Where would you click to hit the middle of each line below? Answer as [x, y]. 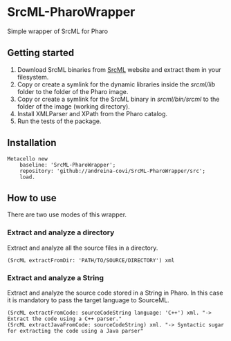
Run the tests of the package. [59, 121]
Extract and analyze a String [56, 277]
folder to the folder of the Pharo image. [73, 91]
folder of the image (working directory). [73, 106]
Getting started [41, 53]
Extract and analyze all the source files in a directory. [83, 248]
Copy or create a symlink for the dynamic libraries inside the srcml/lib [116, 84]
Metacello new [28, 159]
